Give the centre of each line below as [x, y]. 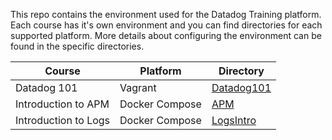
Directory [241, 71]
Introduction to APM [62, 104]
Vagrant [138, 87]
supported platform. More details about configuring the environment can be [166, 35]
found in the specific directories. [77, 46]
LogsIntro [234, 120]
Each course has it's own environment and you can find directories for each [166, 25]
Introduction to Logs [63, 120]
